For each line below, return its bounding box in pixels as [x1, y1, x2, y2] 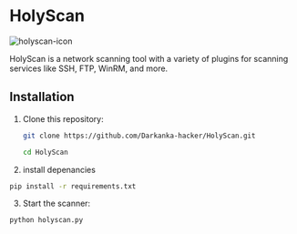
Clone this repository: [22, 113, 104, 124]
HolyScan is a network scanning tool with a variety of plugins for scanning [9, 53, 289, 64]
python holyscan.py [9, 216, 84, 225]
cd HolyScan [22, 148, 68, 157]
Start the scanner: [22, 198, 91, 209]
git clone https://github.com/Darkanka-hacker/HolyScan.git [22, 131, 256, 140]
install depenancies [22, 164, 96, 175]
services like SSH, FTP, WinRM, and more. [9, 63, 169, 74]
